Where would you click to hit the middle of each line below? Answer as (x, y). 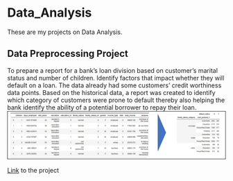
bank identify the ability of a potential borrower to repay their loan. (102, 107)
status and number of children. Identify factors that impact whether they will (116, 78)
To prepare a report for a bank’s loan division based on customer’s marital (113, 70)
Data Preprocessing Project (68, 54)
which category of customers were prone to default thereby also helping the (116, 100)
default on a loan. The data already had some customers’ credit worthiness (114, 85)
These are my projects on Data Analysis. (65, 32)
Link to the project (33, 170)
